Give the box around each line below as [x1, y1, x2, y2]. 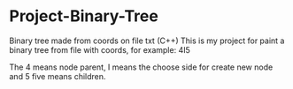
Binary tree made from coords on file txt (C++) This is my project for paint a [9, 35, 285, 46]
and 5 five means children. [9, 70, 106, 81]
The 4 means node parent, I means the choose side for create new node [9, 62, 274, 72]
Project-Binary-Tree [9, 6, 159, 26]
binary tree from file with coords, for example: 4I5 [9, 44, 190, 55]
